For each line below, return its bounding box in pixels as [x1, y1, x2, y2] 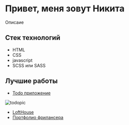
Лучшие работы [5, 77, 58, 85]
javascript [12, 57, 33, 63]
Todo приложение [12, 90, 51, 96]
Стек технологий [5, 34, 61, 42]
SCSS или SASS [12, 62, 46, 68]
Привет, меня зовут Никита [5, 3, 125, 14]
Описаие [5, 19, 24, 25]
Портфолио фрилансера [12, 114, 64, 120]
